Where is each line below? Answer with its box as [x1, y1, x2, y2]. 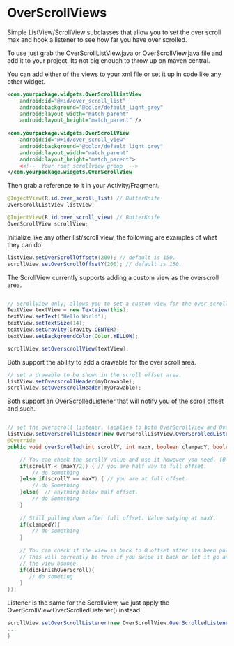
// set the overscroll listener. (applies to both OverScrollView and [7, 424, 217, 431]
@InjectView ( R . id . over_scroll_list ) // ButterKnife [7, 195, 160, 202]
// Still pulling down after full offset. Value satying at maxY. [19, 515, 217, 522]
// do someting [29, 573, 73, 580]
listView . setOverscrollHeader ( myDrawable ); [7, 378, 136, 385]
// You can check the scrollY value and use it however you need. [19, 456, 217, 463]
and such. [7, 404, 36, 413]
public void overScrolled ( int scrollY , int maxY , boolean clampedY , [7, 443, 210, 450]
